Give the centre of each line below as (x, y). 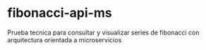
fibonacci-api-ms (60, 13)
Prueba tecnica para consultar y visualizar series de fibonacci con (103, 32)
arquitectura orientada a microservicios (65, 39)
